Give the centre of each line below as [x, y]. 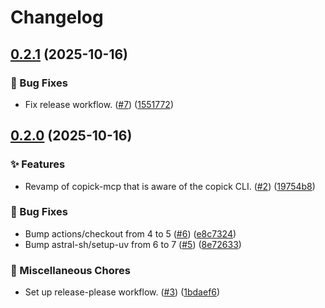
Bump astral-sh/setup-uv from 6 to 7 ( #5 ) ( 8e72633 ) [133, 244]
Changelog [57, 17]
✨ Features [38, 164]
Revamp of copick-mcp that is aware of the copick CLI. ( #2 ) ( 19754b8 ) [170, 186]
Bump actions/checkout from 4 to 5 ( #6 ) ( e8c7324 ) [130, 233]
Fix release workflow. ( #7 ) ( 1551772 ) [99, 104]
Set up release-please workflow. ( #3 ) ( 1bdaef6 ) [122, 292]
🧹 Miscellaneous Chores [70, 270]
